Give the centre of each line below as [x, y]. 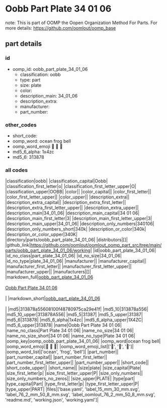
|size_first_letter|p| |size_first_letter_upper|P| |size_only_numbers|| [74, 373]
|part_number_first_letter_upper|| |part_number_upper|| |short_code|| [77, 363]
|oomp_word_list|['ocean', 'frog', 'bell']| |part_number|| [62, 352]
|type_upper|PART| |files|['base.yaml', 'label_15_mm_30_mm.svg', [72, 389]
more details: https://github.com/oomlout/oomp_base [61, 28]
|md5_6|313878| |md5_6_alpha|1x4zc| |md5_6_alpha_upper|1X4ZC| [74, 320]
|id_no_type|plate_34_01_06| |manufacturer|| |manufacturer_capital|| [76, 261]
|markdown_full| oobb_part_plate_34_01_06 [49, 277]
